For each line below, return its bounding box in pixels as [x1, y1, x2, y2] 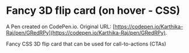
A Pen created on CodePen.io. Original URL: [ [6, 23, 115, 30]
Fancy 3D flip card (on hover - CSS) [6, 4, 181, 17]
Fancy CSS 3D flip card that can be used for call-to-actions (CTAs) [6, 40, 166, 47]
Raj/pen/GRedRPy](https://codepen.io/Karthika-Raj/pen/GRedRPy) [6, 29, 166, 36]
